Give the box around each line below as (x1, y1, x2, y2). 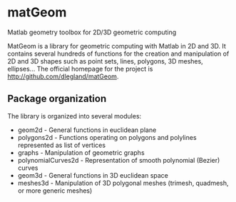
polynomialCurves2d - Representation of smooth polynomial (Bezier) (17, 156, 220, 164)
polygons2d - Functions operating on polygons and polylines (17, 133, 197, 141)
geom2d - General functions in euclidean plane (17, 126, 157, 134)
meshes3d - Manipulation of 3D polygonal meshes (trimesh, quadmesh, (17, 178, 230, 187)
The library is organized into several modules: (7, 111, 142, 120)
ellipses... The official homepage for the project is (7, 64, 153, 73)
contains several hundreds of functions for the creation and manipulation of (7, 49, 230, 58)
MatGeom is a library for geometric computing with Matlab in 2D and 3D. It (7, 41, 227, 50)
